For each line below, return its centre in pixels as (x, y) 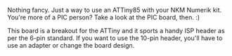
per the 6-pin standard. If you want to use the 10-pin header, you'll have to (115, 38)
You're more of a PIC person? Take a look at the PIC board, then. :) (104, 17)
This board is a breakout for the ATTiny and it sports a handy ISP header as (116, 31)
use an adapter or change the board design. (71, 45)
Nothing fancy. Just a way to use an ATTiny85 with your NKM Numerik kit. (115, 10)
